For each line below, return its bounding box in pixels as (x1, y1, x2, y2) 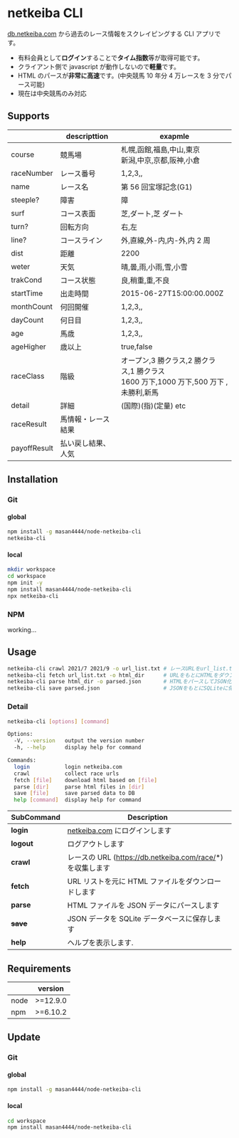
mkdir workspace (7, 566, 55, 574)
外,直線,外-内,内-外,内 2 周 (120, 235, 211, 245)
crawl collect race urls (14, 770, 119, 777)
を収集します (67, 863, 110, 873)
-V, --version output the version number (14, 737, 144, 744)
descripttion (65, 131, 109, 141)
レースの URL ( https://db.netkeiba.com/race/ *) (67, 853, 224, 863)
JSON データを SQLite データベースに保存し (67, 914, 215, 924)
